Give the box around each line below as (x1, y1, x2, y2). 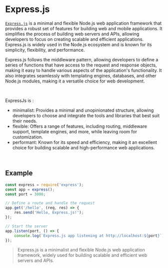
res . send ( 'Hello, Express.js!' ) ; (14, 210, 84, 215)
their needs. (12, 118, 37, 124)
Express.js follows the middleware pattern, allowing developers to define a (5, 56, 158, 62)
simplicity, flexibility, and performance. (5, 47, 85, 53)
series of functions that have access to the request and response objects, (5, 62, 157, 68)
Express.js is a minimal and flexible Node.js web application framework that (5, 20, 162, 26)
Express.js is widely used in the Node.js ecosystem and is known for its (5, 41, 152, 47)
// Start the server (5, 224, 48, 229)
